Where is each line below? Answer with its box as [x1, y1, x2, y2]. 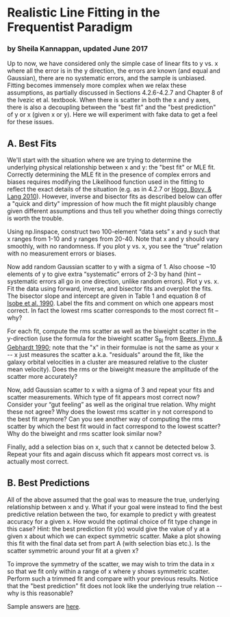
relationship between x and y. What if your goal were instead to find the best [7, 502, 222, 511]
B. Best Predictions [7, 477, 90, 489]
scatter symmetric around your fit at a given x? [7, 546, 139, 555]
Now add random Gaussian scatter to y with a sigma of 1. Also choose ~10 [7, 263, 216, 271]
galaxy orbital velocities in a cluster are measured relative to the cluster [7, 358, 209, 366]
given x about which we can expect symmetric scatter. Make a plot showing [7, 532, 221, 540]
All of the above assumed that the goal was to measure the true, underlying [7, 496, 220, 504]
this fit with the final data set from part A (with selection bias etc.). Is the [7, 539, 211, 547]
